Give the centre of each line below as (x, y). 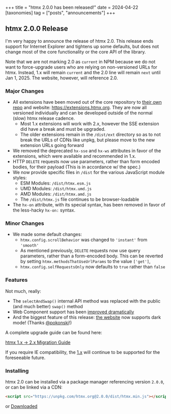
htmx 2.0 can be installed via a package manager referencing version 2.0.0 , (85, 382)
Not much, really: (23, 291)
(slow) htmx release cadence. (44, 119)
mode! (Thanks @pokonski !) (42, 322)
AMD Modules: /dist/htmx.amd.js (56, 194)
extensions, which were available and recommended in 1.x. (74, 156)
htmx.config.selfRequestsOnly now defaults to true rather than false (93, 267)
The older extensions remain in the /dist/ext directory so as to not (91, 135)
